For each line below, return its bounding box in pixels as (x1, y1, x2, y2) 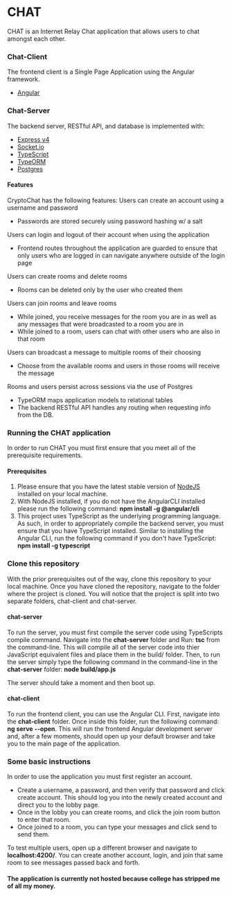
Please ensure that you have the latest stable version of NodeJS (17, 482, 201, 491)
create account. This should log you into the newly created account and (17, 793, 223, 802)
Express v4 (17, 135, 50, 143)
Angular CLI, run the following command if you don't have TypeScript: (17, 534, 217, 543)
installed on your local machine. (17, 490, 109, 498)
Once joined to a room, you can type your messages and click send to (17, 823, 217, 831)
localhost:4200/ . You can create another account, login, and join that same (7, 851, 224, 859)
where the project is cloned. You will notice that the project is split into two (7, 589, 220, 598)
